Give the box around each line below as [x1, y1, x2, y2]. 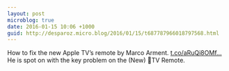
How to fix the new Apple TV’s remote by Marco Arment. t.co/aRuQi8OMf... [7, 49, 222, 57]
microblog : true [7, 17, 54, 24]
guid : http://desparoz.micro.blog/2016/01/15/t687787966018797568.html [7, 29, 219, 37]
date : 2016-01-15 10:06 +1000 [7, 23, 95, 30]
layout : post [7, 10, 45, 17]
